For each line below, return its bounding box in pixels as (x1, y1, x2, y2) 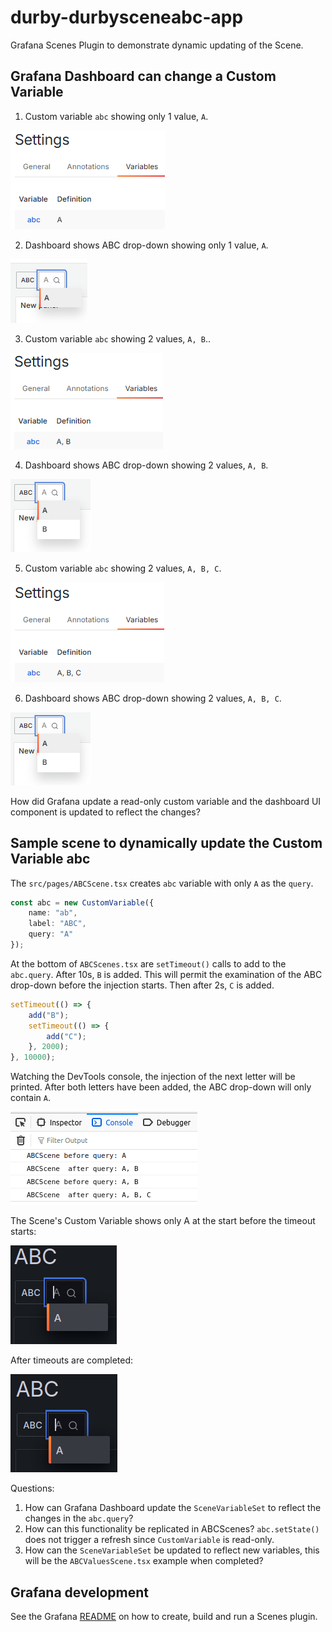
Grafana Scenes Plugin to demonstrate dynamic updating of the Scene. (10, 39, 304, 51)
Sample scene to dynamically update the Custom (10, 835, 323, 852)
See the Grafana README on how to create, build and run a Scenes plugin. (10, 1611, 318, 1622)
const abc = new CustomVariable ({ (10, 897, 155, 908)
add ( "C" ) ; (46, 1031, 87, 1041)
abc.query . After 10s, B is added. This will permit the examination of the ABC (10, 968, 323, 980)
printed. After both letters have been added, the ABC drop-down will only (10, 1081, 312, 1093)
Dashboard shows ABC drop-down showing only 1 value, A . (24, 239, 269, 251)
